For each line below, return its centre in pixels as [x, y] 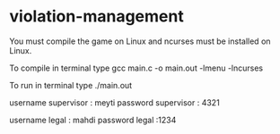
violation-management [96, 17]
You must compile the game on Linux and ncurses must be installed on [140, 41]
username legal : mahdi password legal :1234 [93, 120]
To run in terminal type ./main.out [71, 85]
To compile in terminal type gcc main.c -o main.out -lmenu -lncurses [136, 68]
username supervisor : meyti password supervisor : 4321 [114, 102]
